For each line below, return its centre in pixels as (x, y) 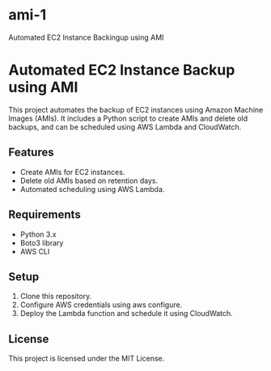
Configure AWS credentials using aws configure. (101, 305)
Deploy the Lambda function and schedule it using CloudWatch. (126, 313)
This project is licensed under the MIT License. (87, 359)
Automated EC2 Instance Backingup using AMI (86, 37)
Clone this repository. (56, 296)
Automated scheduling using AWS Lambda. (92, 189)
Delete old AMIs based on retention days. (89, 181)
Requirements (44, 215)
